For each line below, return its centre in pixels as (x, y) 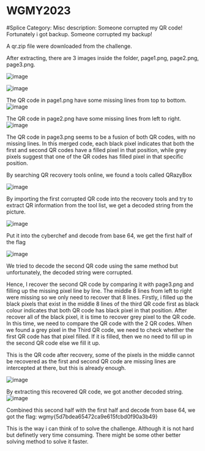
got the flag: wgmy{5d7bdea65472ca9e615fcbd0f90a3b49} (82, 416)
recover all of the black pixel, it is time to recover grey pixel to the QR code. (101, 317)
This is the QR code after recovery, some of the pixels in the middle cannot (100, 355)
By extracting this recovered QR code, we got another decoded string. (95, 391)
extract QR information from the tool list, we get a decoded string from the (100, 205)
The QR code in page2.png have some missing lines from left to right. (94, 118)
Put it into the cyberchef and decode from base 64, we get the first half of (99, 235)
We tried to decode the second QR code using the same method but (92, 266)
